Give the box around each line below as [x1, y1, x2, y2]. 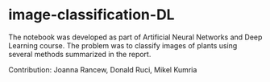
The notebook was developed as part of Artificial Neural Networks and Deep [8, 32, 263, 42]
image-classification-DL [8, 6, 175, 24]
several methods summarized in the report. [8, 49, 152, 59]
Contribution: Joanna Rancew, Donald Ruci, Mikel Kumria [8, 64, 197, 74]
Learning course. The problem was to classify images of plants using [8, 40, 238, 50]
